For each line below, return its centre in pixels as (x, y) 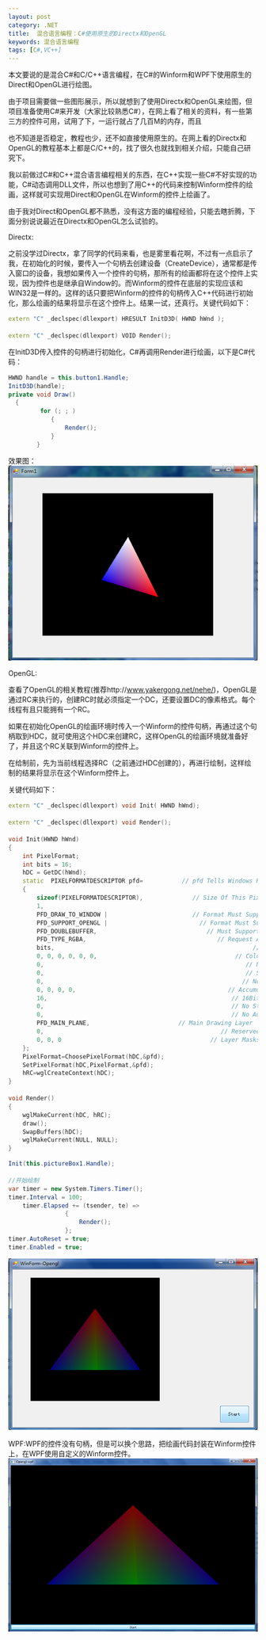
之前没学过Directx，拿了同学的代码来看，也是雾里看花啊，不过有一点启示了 (131, 254)
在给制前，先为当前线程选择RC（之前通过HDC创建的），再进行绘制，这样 (126, 763)
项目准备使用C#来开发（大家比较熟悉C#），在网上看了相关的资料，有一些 (127, 112)
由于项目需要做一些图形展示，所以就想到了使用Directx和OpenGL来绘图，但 (130, 101)
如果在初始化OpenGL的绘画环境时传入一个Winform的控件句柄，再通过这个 (129, 727)
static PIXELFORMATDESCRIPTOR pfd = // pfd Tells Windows (138, 881)
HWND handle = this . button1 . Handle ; (68, 378)
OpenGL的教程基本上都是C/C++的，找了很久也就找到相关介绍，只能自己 (126, 148)
